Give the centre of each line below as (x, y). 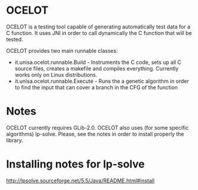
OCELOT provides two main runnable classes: (62, 50)
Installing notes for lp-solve (76, 164)
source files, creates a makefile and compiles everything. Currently (97, 68)
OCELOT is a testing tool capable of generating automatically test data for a (98, 27)
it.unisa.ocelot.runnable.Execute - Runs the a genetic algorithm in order (102, 81)
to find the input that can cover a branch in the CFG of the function (96, 87)
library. (15, 140)
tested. (15, 39)
